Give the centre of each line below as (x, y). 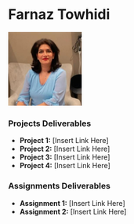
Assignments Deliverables (60, 186)
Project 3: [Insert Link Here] (65, 157)
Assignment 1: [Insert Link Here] (72, 203)
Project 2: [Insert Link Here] (65, 149)
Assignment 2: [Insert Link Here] (73, 211)
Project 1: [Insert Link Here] (64, 141)
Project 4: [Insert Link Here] (65, 166)
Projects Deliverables (50, 123)
